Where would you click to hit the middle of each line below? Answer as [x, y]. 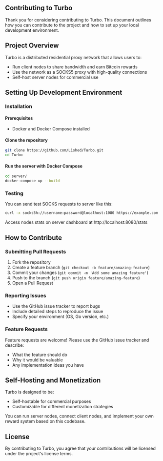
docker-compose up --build [32, 181]
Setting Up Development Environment [64, 93]
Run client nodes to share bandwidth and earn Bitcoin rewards [75, 67]
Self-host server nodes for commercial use [55, 77]
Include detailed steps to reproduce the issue [58, 312]
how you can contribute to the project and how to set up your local [72, 25]
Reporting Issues [26, 295]
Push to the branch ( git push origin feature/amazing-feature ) [76, 277]
